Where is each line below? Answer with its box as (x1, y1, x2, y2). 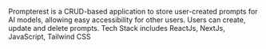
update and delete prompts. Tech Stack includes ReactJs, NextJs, (8, 24, 225, 32)
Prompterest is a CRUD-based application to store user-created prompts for (8, 7, 258, 16)
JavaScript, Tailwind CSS (8, 32, 91, 41)
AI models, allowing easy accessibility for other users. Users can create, (8, 15, 246, 24)
